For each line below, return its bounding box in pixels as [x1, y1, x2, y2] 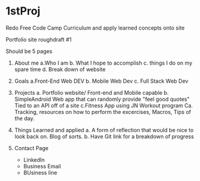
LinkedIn [23, 156, 45, 164]
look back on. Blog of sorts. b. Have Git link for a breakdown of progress [14, 133, 194, 140]
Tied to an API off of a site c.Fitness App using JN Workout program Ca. [14, 101, 193, 109]
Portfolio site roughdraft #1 [5, 36, 72, 43]
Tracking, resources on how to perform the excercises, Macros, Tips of [14, 108, 191, 115]
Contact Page [14, 144, 49, 151]
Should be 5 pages [5, 47, 52, 55]
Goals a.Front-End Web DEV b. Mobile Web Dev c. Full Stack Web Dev [14, 77, 189, 84]
